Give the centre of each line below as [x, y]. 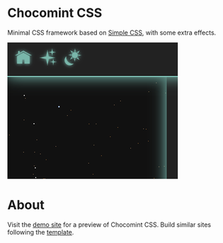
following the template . [41, 232]
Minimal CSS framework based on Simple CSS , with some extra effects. [112, 32]
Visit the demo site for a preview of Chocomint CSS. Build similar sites [109, 225]
